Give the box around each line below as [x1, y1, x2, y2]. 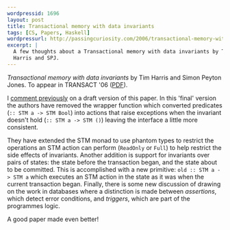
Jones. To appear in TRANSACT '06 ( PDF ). [7, 80, 128, 89]
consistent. [7, 123, 39, 131]
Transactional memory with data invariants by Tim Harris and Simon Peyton [7, 73, 222, 81]
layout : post [7, 16, 44, 23]
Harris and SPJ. [13, 55, 60, 62]
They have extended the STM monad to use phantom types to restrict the [7, 136, 214, 144]
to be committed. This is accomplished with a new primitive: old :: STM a [7, 165, 215, 173]
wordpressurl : [7, 36, 48, 42]
